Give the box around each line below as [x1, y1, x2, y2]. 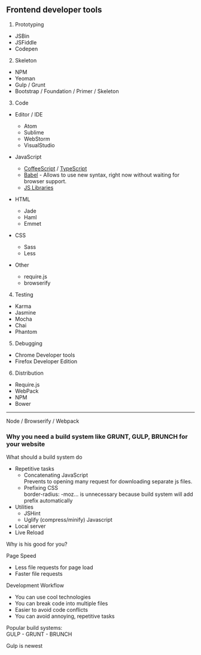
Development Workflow [6, 582, 65, 589]
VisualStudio [23, 141, 55, 149]
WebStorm [23, 135, 50, 142]
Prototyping [14, 20, 44, 28]
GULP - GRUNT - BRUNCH [6, 630, 72, 638]
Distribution [14, 369, 44, 376]
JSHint [23, 510, 41, 517]
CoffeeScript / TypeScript [23, 165, 87, 172]
